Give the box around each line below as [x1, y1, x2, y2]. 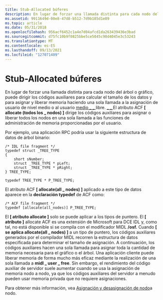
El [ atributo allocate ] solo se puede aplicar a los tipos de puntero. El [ [5, 214, 147, 220]
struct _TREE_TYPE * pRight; [14, 166, 73, 170]
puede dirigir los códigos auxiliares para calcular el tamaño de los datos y [5, 94, 152, 100]
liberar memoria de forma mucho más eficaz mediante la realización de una [5, 255, 156, 261]
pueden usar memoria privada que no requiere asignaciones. [5, 276, 127, 282]
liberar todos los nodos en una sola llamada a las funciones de [5, 115, 130, 121]
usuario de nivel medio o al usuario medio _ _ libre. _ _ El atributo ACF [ [5, 105, 146, 111]
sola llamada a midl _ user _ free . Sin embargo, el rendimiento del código [5, 260, 150, 266]
